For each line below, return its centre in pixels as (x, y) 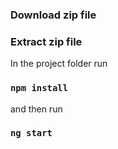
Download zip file (53, 15)
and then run (36, 109)
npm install (39, 88)
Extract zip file (46, 41)
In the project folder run (59, 64)
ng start (31, 133)
